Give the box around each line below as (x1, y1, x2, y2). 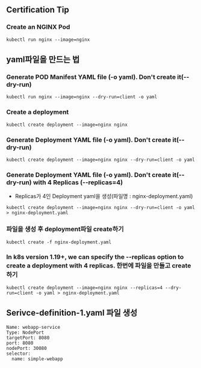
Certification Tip (6, 5, 69, 15)
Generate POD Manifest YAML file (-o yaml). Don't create (6, 73, 176, 81)
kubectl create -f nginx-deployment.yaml (6, 239, 112, 245)
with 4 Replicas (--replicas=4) (32, 178, 123, 186)
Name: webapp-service (6, 324, 61, 330)
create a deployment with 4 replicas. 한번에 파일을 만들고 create (6, 261, 191, 270)
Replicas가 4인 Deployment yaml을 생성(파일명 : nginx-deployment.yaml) (14, 193, 193, 200)
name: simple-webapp (11, 355, 63, 362)
